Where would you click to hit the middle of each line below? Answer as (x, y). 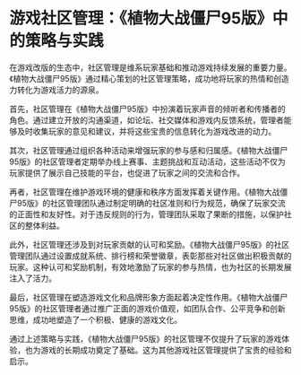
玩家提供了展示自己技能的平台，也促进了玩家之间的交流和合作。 (127, 172)
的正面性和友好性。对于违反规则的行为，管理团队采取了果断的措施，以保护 (146, 214)
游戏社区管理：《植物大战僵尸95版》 (141, 18)
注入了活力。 (33, 278)
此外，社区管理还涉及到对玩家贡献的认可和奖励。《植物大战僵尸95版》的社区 (149, 244)
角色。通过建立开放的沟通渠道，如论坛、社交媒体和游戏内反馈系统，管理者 (146, 120)
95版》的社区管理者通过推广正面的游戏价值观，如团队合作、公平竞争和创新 (147, 308)
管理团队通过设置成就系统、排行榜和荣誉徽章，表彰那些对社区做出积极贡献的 (150, 256)
